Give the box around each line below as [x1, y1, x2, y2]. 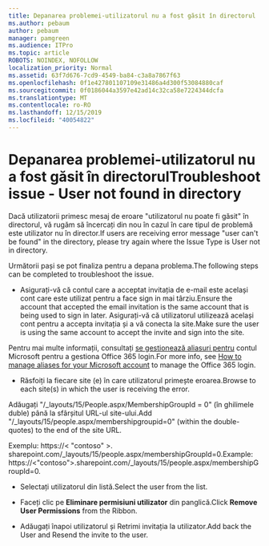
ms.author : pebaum [8, 19, 70, 27]
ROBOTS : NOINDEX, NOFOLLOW [8, 57, 98, 65]
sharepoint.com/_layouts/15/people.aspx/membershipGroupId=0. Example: [8, 449, 254, 459]
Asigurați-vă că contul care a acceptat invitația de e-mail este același [19, 285, 248, 294]
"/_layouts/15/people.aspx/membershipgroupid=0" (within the [8, 416, 212, 426]
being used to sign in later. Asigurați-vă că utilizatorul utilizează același [19, 310, 255, 320]
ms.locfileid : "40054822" [8, 116, 94, 124]
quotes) [8, 425, 34, 435]
